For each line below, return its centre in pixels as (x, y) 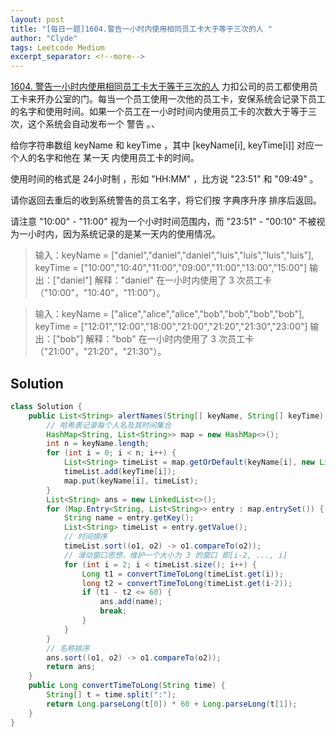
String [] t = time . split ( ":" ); (111, 695)
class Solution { (46, 406)
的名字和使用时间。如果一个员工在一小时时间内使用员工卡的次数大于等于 (159, 112)
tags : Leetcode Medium (57, 47)
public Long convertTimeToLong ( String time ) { (127, 686)
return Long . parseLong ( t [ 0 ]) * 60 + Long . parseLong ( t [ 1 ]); (172, 704)
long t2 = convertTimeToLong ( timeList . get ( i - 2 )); (187, 583)
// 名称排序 (68, 648)
